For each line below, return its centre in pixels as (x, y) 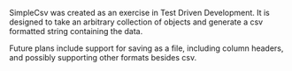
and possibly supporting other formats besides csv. (103, 57)
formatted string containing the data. (76, 31)
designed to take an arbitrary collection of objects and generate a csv (136, 22)
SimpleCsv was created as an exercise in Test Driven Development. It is (139, 13)
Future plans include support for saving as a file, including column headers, (146, 48)
